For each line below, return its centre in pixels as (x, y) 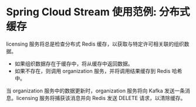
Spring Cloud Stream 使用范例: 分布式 (98, 12)
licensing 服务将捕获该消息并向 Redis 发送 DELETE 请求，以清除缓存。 (101, 98)
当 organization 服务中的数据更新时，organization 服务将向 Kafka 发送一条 (96, 91)
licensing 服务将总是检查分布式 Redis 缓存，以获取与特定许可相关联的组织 (95, 44)
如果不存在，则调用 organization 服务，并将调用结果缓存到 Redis (92, 71)
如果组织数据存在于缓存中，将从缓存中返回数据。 (74, 63)
